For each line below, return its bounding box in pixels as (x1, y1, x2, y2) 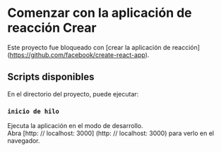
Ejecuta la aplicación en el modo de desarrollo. (7, 122, 143, 130)
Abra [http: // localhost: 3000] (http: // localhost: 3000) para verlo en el (7, 129, 215, 138)
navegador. (7, 137, 40, 145)
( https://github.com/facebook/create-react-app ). (7, 51, 150, 59)
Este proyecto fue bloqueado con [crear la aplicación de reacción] (7, 43, 200, 51)
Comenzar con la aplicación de (7, 5, 192, 21)
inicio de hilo (7, 107, 60, 115)
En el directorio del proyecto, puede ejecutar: (7, 89, 139, 98)
